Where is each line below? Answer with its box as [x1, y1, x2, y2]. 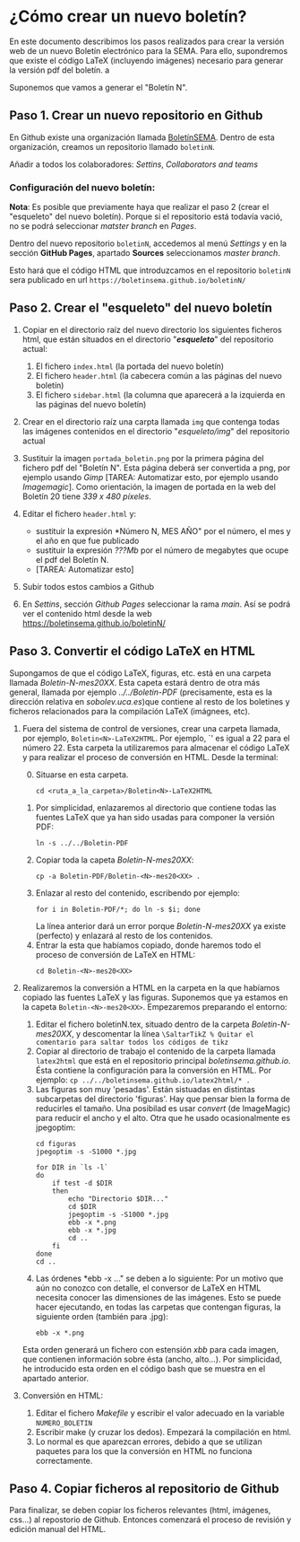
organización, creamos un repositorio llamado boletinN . [9, 141, 215, 152]
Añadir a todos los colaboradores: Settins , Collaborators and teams [9, 159, 258, 170]
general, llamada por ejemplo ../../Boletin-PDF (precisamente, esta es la [9, 687, 273, 697]
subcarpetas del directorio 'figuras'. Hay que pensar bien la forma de [35, 1093, 291, 1104]
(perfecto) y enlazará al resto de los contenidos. [35, 930, 213, 941]
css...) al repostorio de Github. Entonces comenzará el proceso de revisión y [9, 1514, 292, 1525]
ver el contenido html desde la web [21, 608, 152, 618]
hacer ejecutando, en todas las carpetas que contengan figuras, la [35, 1301, 281, 1312]
